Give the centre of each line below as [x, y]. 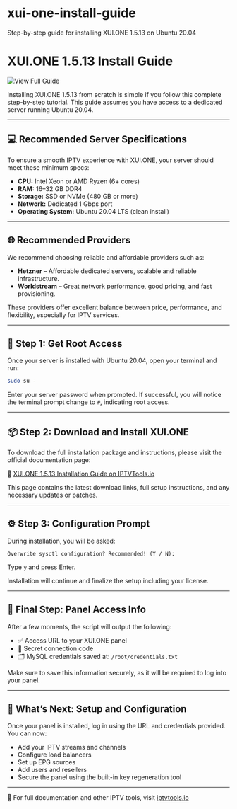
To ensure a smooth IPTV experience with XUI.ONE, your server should [110, 160]
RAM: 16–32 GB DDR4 [50, 188]
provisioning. [36, 293]
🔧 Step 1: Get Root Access [65, 344]
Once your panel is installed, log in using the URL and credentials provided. [116, 726]
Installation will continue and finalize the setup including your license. [108, 580]
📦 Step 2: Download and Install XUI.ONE [98, 432]
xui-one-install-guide [72, 13]
